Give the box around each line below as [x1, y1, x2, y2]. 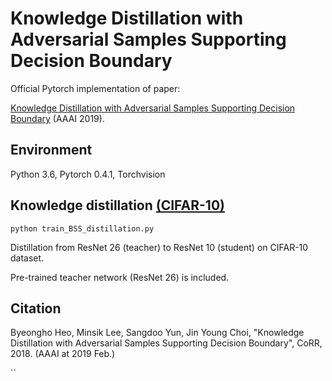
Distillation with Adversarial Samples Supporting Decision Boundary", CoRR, [10, 337, 323, 349]
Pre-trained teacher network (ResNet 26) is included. [10, 271, 230, 283]
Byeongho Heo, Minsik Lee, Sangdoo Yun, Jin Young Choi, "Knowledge [10, 327, 305, 339]
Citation [10, 300, 62, 317]
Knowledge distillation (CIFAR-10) [10, 197, 225, 214]
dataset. [10, 252, 45, 264]
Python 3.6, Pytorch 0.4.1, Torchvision [10, 168, 166, 180]
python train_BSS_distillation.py [10, 223, 155, 234]
